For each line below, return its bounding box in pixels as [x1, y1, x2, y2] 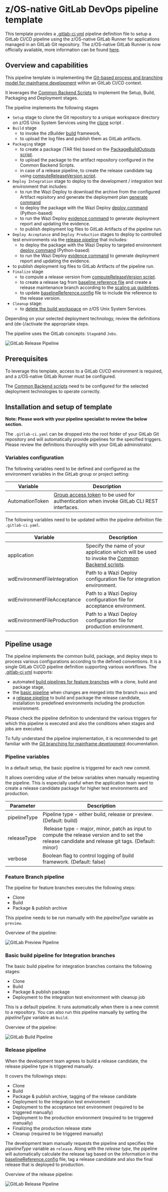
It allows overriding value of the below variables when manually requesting [5, 774, 159, 780]
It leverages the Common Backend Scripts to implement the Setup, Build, [5, 89, 155, 96]
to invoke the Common [85, 555, 139, 562]
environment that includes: [12, 183, 67, 189]
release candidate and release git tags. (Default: [42, 838, 155, 845]
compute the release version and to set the [42, 831, 143, 838]
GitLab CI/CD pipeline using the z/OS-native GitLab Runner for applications [5, 36, 160, 42]
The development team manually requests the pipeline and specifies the [5, 1140, 154, 1146]
